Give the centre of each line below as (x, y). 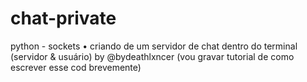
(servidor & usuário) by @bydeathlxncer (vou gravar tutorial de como (152, 56)
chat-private (63, 18)
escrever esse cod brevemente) (76, 67)
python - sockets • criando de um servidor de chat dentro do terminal (154, 46)
